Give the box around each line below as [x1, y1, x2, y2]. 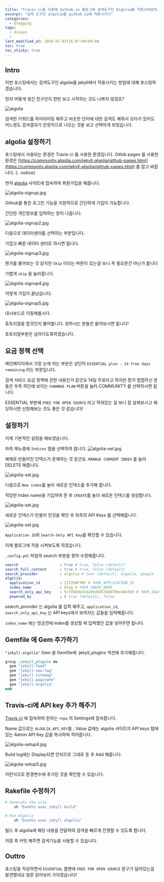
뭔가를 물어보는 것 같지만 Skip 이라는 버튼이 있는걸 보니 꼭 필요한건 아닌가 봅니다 [5, 261, 158, 266]
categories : [5, 16, 29, 21]
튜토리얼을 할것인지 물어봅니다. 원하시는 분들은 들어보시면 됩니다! [5, 321, 129, 327]
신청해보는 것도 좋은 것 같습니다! [21, 405, 83, 411]
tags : [5, 25, 16, 30]
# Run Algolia [5, 813, 34, 819]
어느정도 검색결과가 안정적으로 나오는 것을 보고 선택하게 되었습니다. [5, 122, 133, 128]
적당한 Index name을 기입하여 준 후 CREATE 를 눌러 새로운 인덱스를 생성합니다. [5, 492, 152, 498]
